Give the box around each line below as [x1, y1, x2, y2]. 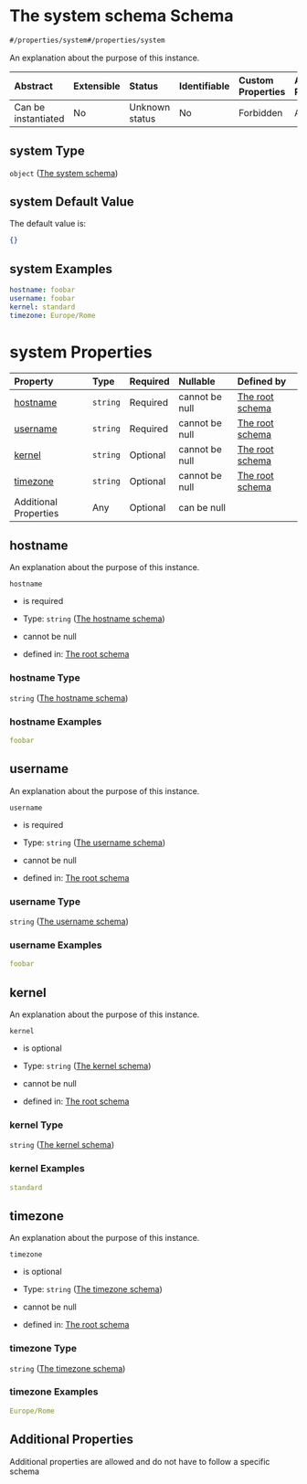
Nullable [178, 375, 217, 387]
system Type [9, 143, 85, 159]
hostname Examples [9, 715, 102, 727]
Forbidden [238, 106, 283, 119]
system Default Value [9, 194, 134, 210]
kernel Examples [9, 1162, 85, 1175]
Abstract [14, 79, 53, 92]
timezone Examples [9, 1385, 99, 1398]
